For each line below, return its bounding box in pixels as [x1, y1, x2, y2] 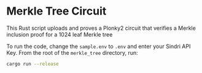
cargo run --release [6, 61, 60, 67]
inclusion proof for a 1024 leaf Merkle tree [6, 30, 113, 38]
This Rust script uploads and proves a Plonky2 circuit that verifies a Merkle [6, 24, 196, 32]
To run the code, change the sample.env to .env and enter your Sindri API [6, 43, 191, 50]
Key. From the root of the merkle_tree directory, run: [6, 49, 138, 56]
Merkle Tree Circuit [6, 4, 107, 18]
